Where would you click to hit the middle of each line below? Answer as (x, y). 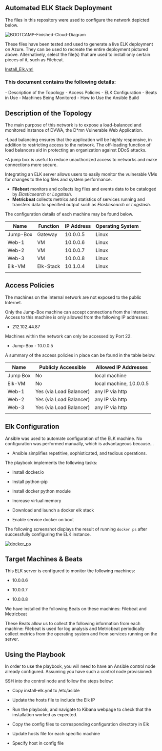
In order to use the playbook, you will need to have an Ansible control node (80, 666)
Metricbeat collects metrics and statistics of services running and (79, 199)
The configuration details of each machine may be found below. (69, 214)
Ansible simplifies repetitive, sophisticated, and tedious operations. (80, 453)
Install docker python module (41, 491)
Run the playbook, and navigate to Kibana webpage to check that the (81, 709)
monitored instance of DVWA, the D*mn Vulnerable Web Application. (74, 130)
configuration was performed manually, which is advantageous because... (80, 443)
